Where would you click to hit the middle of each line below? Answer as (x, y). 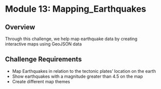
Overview (20, 27)
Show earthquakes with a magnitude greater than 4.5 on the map (77, 76)
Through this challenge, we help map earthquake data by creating (71, 39)
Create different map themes (41, 81)
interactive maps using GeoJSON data (43, 44)
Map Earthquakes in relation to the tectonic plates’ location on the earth (84, 71)
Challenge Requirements (43, 59)
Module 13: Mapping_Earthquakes (76, 9)
